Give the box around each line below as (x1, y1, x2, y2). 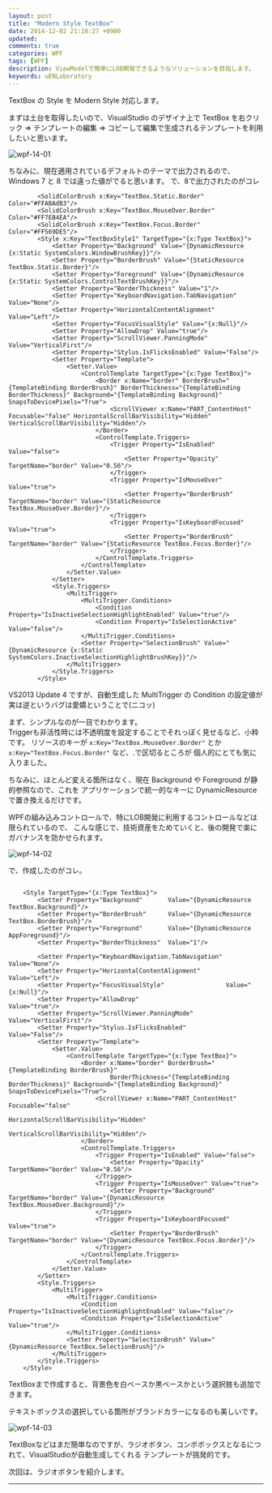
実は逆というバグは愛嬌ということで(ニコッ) (8, 699, 155, 709)
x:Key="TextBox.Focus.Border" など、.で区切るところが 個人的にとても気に (8, 747, 257, 757)
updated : (8, 34, 38, 43)
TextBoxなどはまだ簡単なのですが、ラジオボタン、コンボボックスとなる (8, 1440, 247, 1449)
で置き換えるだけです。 (8, 795, 87, 805)
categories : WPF (8, 49, 63, 58)
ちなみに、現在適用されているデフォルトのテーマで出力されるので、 (8, 165, 235, 175)
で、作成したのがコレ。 (8, 865, 87, 875)
